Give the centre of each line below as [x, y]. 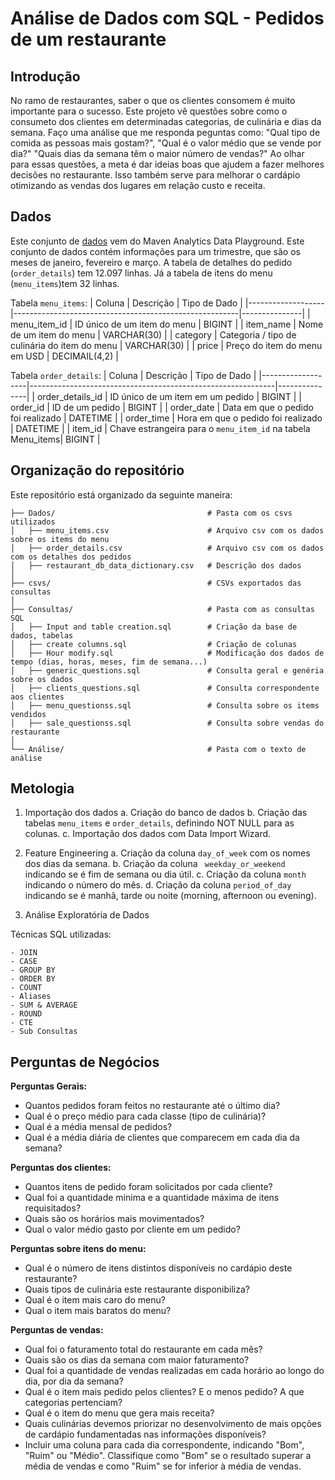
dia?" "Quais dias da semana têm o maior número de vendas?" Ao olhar [157, 153]
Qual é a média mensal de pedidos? [98, 1127]
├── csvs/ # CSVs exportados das [156, 583]
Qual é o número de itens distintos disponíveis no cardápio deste [158, 1268]
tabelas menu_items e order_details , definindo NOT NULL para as [159, 823]
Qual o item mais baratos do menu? [98, 1311]
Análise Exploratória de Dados [87, 915]
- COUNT [26, 988]
